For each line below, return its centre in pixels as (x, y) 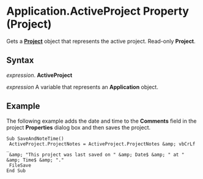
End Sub (16, 170)
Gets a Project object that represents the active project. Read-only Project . (101, 41)
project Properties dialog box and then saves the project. (79, 127)
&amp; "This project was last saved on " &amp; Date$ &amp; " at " (97, 155)
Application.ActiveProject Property (98, 11)
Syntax (20, 60)
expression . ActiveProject (39, 75)
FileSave (20, 165)
